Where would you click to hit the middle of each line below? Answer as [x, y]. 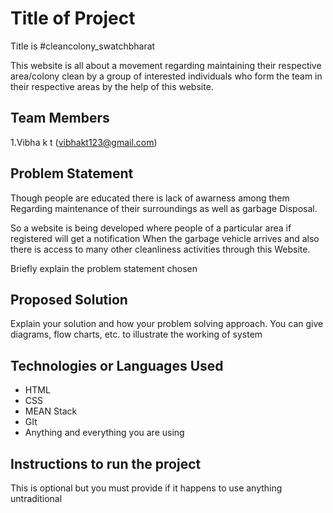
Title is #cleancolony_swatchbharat [83, 46]
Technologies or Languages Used [117, 365]
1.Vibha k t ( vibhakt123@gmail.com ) [84, 142]
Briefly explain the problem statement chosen [104, 268]
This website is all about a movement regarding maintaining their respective [166, 65]
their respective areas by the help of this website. [112, 86]
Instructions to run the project [106, 463]
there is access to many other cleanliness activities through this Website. [160, 249]
